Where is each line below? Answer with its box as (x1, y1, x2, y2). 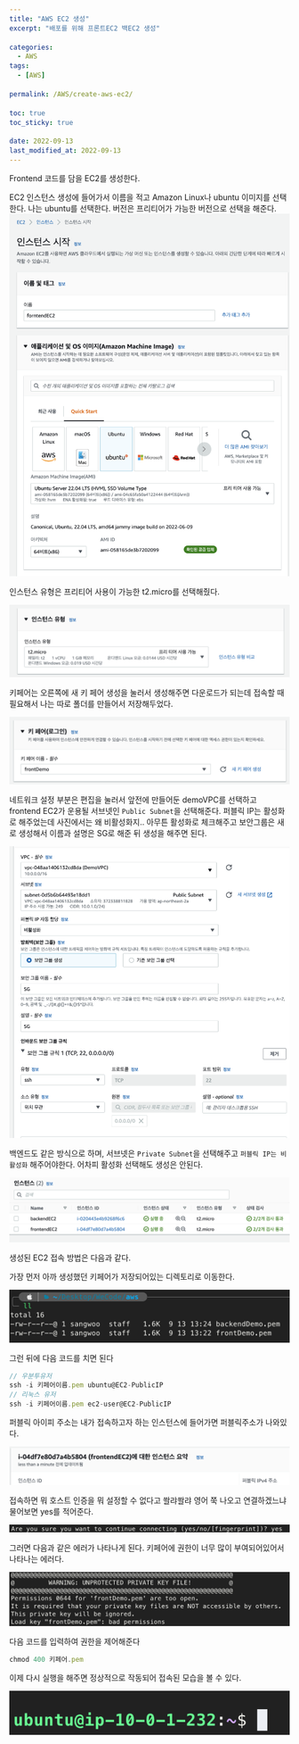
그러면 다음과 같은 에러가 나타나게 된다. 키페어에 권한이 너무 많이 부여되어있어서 (9, 1542, 285, 1553)
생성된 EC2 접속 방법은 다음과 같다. (9, 1252, 132, 1263)
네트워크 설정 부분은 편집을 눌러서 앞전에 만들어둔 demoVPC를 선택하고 (9, 794, 257, 805)
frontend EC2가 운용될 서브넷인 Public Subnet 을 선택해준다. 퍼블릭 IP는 (9, 806, 262, 817)
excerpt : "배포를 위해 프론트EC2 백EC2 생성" (9, 23, 160, 33)
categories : (9, 43, 53, 52)
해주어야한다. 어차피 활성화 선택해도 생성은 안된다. (29, 1159, 203, 1169)
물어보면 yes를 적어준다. (9, 1506, 93, 1516)
